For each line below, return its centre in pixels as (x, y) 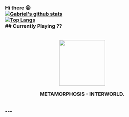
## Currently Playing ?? (33, 26)
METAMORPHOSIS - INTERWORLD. (82, 94)
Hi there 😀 (18, 8)
